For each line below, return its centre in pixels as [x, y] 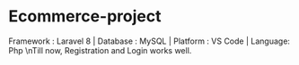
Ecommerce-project [85, 16]
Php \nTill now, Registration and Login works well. [100, 50]
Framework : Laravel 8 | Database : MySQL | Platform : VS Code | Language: [149, 41]
